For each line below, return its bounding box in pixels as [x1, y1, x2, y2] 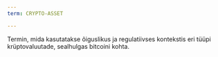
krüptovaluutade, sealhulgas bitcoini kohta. [7, 42, 130, 50]
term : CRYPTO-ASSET [7, 10, 64, 17]
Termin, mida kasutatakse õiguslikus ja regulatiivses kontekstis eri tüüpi [7, 35, 211, 43]
